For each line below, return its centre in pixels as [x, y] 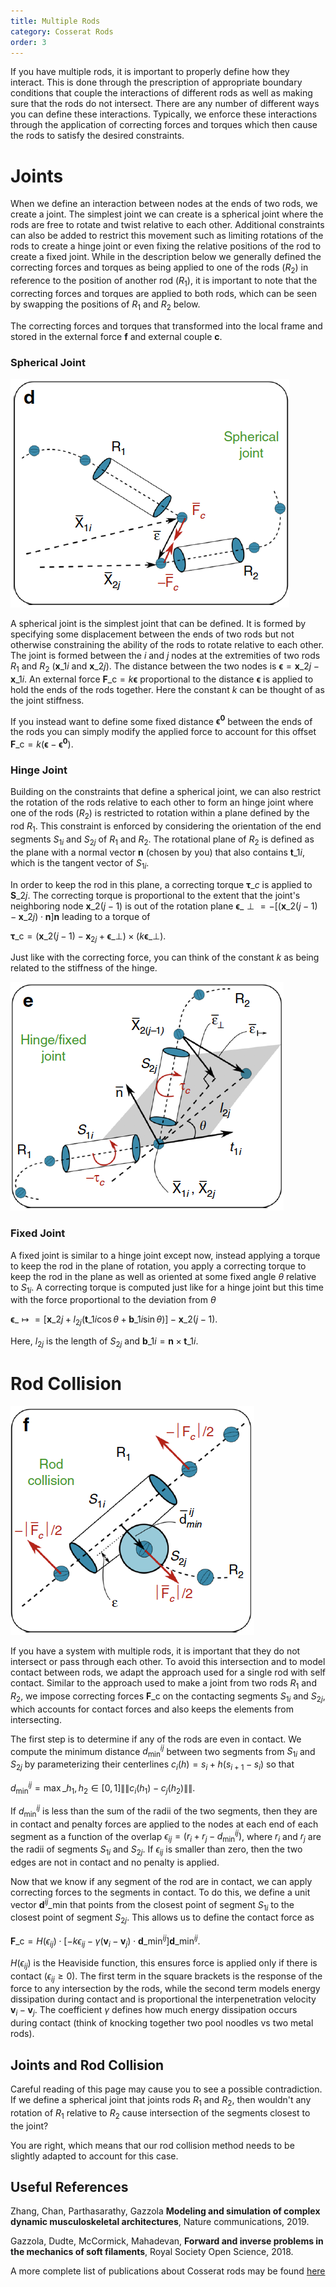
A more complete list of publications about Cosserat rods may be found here [168, 2271]
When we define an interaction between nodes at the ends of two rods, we [164, 204]
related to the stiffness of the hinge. [84, 968]
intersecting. [36, 1719]
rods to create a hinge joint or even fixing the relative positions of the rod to [166, 246]
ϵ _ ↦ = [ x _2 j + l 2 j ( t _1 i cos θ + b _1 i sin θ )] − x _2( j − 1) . [114, 1320]
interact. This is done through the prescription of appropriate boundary [156, 82]
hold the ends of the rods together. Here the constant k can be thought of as [167, 689]
